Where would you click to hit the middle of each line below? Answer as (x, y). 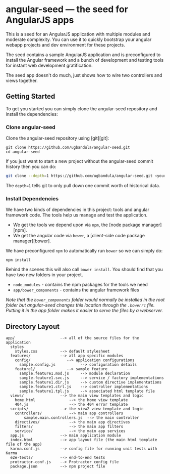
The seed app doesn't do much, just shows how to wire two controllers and (84, 75)
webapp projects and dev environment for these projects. (65, 45)
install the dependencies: (32, 114)
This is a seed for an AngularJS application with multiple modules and (78, 34)
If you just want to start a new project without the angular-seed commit (79, 161)
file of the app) (24, 444)
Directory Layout (33, 327)
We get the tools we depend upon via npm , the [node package (77, 225)
